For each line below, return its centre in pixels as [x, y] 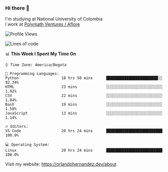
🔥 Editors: [17, 127]
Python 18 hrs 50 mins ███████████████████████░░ [84, 78]
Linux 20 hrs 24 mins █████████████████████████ [84, 150]
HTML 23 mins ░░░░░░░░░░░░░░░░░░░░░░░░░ [84, 87]
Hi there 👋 [18, 8]
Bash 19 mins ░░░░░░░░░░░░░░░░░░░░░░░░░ [84, 105]
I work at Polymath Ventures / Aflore [43, 24]
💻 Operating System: [28, 145]
